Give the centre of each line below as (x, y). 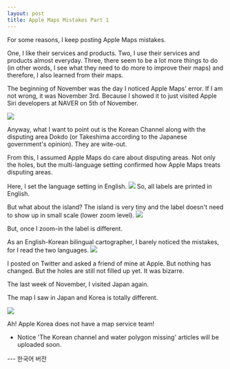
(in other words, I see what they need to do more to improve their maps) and (115, 68)
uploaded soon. (39, 344)
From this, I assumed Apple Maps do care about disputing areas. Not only (111, 157)
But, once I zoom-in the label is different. (65, 228)
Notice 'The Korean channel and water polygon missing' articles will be (118, 337)
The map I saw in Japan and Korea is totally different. (83, 297)
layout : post (26, 13)
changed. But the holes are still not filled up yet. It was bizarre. (96, 270)
